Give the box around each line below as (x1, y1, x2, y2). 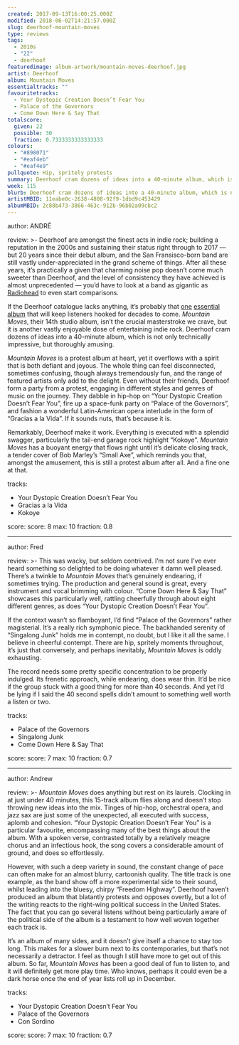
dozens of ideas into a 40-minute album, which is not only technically (7, 332, 211, 341)
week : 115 (7, 182, 37, 189)
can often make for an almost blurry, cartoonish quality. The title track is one (7, 870, 231, 879)
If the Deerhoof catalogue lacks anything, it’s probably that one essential (7, 302, 221, 310)
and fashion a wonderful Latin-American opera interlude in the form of (7, 407, 213, 415)
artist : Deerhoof (7, 70, 59, 77)
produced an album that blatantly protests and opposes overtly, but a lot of (7, 893, 227, 901)
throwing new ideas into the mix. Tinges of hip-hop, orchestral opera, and (7, 803, 223, 812)
